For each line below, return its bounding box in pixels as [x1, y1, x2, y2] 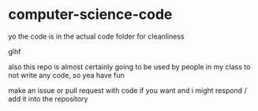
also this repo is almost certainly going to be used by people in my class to [8, 61, 251, 72]
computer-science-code [8, 6, 173, 24]
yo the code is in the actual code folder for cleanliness [8, 31, 185, 41]
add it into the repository [8, 94, 88, 103]
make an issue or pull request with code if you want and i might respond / [8, 85, 247, 95]
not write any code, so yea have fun [8, 70, 125, 80]
